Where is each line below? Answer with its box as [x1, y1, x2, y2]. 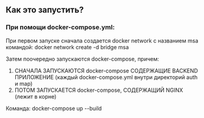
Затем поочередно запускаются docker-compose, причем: [5, 55, 159, 63]
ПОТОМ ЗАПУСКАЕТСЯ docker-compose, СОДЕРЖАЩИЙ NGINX [14, 86, 184, 94]
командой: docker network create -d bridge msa [5, 43, 129, 50]
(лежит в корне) [14, 92, 57, 100]
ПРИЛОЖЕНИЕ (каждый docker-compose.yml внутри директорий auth [14, 73, 198, 81]
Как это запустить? [5, 5, 84, 15]
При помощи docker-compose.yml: [5, 23, 115, 32]
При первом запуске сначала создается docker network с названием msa [5, 36, 199, 44]
